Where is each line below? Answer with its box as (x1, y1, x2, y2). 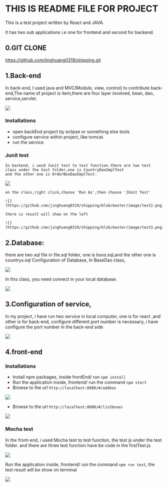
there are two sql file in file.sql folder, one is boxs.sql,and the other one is (5, 251, 156, 257)
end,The (5, 90, 22, 96)
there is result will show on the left (5, 212, 88, 217)
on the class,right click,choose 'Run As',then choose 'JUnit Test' (5, 190, 151, 195)
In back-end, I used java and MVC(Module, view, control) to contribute (5, 84, 150, 90)
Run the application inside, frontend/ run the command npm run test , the (5, 461, 155, 467)
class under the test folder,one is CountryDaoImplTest (5, 167, 124, 172)
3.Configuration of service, (5, 300, 91, 308)
